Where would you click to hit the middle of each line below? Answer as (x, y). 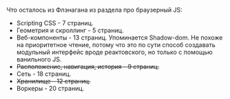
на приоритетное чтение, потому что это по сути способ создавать (116, 45)
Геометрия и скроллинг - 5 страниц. (70, 30)
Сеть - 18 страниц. (44, 74)
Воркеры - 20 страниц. (50, 88)
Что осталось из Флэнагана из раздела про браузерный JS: (95, 10)
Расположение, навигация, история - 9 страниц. (88, 67)
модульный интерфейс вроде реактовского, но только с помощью (114, 52)
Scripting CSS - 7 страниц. (55, 23)
